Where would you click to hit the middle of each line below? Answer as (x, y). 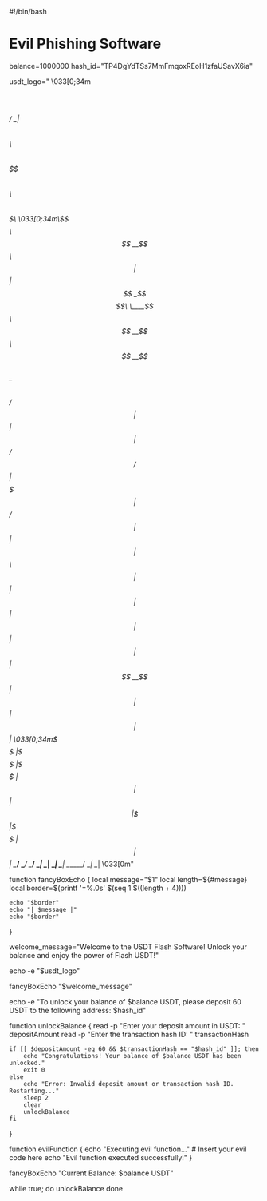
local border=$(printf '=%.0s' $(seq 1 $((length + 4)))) (98, 888)
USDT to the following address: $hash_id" (78, 1010)
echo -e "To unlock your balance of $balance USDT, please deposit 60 (126, 1001)
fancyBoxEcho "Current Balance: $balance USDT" (91, 1173)
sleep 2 (36, 1098)
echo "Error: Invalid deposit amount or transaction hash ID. (129, 1084)
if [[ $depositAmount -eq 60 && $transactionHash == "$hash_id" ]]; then (134, 1049)
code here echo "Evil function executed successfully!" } (101, 1157)
